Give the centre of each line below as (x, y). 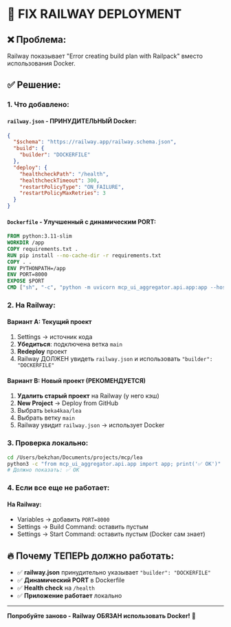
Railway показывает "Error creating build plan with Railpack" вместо (105, 56)
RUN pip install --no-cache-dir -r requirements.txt (84, 255)
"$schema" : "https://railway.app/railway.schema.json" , (95, 142)
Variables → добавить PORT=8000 (63, 520)
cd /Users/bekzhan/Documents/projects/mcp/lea (75, 458)
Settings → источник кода (55, 337)
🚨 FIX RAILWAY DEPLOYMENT (95, 14)
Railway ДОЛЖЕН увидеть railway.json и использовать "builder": (115, 359)
